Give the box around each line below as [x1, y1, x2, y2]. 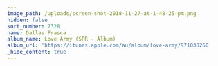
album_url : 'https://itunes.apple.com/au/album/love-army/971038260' [7, 42, 212, 49]
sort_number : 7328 [7, 23, 60, 30]
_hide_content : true [7, 49, 67, 56]
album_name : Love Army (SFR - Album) [7, 36, 116, 43]
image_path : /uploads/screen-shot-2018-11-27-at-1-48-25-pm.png [7, 10, 197, 17]
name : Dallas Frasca [7, 29, 67, 36]
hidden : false [7, 16, 48, 23]
